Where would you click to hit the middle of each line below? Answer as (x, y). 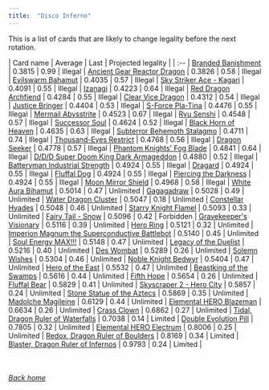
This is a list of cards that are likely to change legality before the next (122, 39)
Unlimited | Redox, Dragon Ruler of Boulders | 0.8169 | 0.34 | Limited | (124, 335)
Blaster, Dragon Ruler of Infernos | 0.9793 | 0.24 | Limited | (105, 344)
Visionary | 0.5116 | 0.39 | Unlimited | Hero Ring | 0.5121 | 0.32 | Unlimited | (131, 225)
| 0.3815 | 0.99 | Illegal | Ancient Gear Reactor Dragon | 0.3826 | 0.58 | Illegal (135, 71)
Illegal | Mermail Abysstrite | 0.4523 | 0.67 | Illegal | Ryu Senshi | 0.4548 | (129, 114)
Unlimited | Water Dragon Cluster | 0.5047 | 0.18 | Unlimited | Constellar (126, 199)
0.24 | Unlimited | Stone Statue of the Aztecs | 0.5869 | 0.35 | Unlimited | (128, 293)
